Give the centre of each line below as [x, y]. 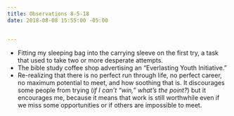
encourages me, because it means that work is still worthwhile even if [118, 97]
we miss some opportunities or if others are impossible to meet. [110, 105]
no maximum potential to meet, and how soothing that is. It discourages [121, 82]
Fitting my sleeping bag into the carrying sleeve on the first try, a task [118, 53]
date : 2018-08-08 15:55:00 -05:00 [58, 20]
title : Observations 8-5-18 [48, 14]
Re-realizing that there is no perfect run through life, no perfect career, [120, 75]
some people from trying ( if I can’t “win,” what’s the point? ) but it [111, 90]
